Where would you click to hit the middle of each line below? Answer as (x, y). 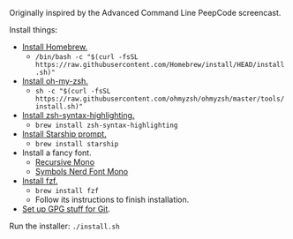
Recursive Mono (65, 162)
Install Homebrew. (55, 47)
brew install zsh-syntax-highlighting (106, 125)
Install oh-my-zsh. (55, 81)
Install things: (34, 30)
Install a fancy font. (56, 153)
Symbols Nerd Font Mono (82, 172)
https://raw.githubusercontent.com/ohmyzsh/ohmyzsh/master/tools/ (160, 99)
